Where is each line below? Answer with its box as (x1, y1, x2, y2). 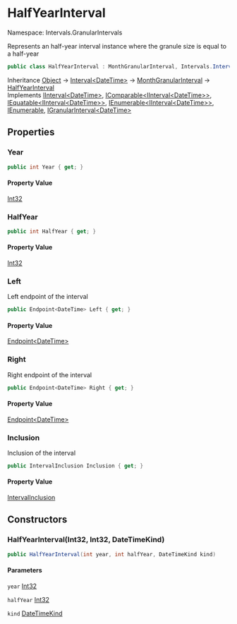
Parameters (7, 566, 42, 575)
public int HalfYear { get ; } (7, 228, 97, 235)
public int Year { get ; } (7, 164, 83, 171)
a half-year (7, 49, 39, 58)
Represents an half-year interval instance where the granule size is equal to (7, 42, 227, 50)
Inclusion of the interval (7, 449, 76, 457)
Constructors (7, 513, 68, 526)
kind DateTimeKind (7, 608, 63, 618)
